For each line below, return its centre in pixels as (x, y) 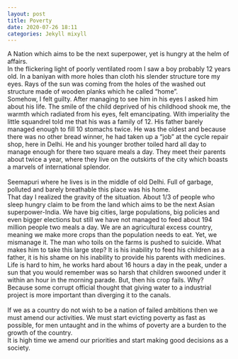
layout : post (27, 14)
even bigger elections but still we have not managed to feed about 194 (110, 220)
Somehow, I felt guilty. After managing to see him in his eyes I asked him (113, 99)
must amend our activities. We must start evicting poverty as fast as (107, 318)
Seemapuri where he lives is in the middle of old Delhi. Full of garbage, (110, 182)
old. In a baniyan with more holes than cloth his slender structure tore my (114, 77)
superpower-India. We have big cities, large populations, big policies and (113, 212)
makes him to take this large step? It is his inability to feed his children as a (116, 250)
